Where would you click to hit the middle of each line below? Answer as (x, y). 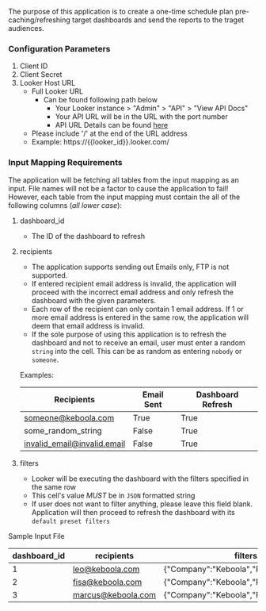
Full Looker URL (57, 91)
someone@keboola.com (69, 417)
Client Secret (41, 75)
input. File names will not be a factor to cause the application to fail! (118, 188)
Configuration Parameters (59, 48)
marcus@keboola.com (114, 594)
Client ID (34, 66)
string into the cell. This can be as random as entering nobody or (137, 351)
